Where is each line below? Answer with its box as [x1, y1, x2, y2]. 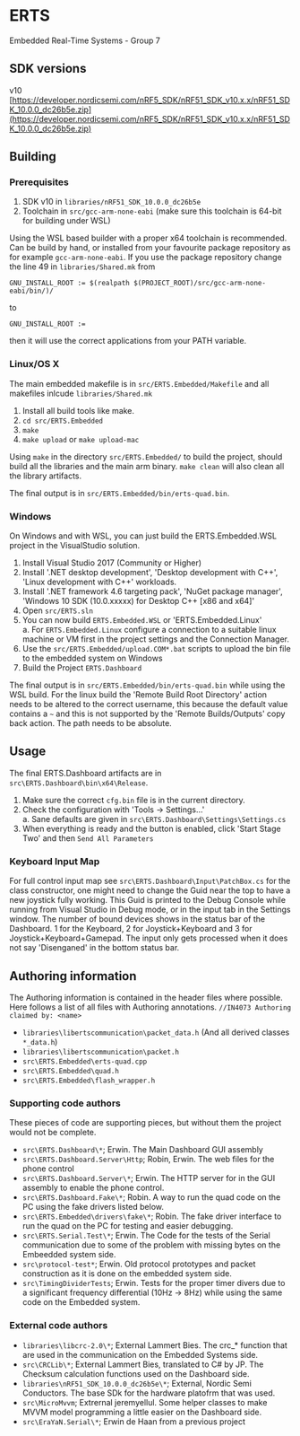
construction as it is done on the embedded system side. [21, 1268, 233, 1279]
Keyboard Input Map [9, 854, 100, 867]
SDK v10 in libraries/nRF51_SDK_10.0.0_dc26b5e [21, 197, 201, 207]
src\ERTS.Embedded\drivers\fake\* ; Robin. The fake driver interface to [21, 1211, 282, 1221]
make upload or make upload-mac [21, 433, 140, 444]
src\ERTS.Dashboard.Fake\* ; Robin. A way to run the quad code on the [21, 1192, 281, 1203]
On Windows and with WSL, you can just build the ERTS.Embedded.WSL [9, 530, 278, 541]
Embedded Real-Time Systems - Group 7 [9, 35, 161, 46]
